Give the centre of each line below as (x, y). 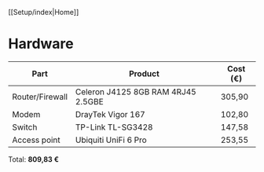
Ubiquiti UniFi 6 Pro (111, 140)
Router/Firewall (40, 97)
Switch (25, 127)
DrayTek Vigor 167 (110, 114)
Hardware (41, 44)
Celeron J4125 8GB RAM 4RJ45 (136, 92)
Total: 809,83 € (33, 159)
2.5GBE (89, 101)
